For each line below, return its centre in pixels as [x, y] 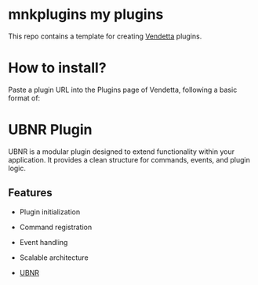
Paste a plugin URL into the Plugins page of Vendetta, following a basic [123, 90]
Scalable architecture [54, 258]
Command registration [56, 227]
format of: [24, 98]
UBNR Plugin [50, 130]
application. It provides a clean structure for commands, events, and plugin [129, 159]
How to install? [58, 68]
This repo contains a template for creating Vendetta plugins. [105, 36]
